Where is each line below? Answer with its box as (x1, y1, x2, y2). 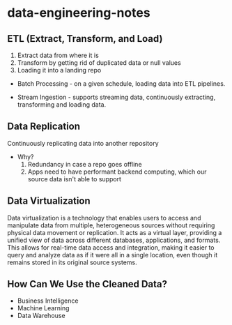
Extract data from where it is (17, 51, 99, 59)
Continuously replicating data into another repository (7, 139, 159, 147)
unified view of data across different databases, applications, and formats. (7, 236, 221, 244)
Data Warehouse (17, 312, 65, 320)
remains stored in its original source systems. (7, 258, 137, 266)
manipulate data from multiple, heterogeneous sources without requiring (7, 221, 215, 229)
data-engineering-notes (7, 5, 151, 21)
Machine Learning (17, 304, 70, 312)
